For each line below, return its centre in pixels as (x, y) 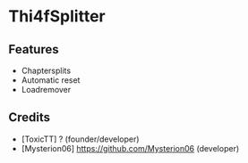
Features (34, 49)
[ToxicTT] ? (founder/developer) (80, 139)
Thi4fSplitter (57, 16)
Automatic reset (51, 80)
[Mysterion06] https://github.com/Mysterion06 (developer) (130, 148)
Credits (30, 118)
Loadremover (46, 90)
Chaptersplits (46, 70)
